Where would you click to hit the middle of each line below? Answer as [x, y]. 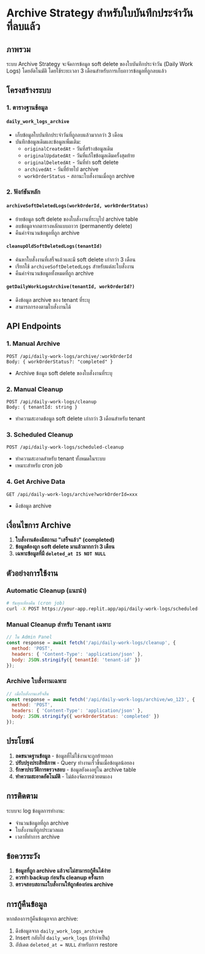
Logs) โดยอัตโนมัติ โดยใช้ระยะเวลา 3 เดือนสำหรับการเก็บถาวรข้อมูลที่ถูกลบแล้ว [86, 71]
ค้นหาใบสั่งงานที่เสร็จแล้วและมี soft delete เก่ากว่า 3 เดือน [75, 259]
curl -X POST [23, 609]
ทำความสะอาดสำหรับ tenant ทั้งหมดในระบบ [60, 459]
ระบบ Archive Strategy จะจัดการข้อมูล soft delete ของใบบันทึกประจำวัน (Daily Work [100, 64]
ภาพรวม [19, 49]
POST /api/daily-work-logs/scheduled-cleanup [65, 447]
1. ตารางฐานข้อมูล [27, 108]
